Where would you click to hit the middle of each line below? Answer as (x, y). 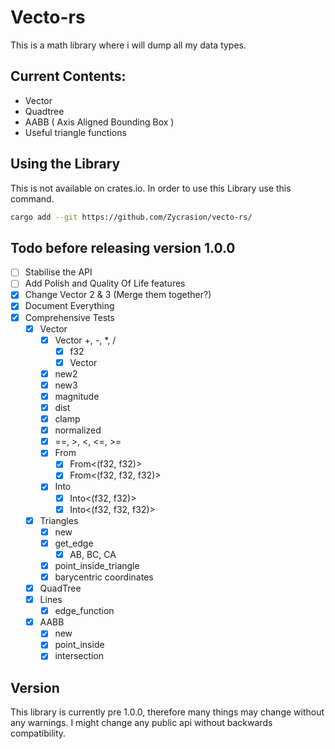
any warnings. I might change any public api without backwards (141, 723)
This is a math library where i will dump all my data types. (128, 45)
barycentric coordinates (104, 577)
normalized (78, 430)
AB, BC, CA (93, 554)
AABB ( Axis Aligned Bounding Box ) (99, 122)
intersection (79, 656)
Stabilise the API (58, 272)
